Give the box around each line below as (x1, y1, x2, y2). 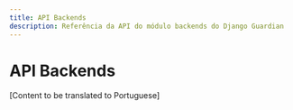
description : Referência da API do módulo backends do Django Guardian (9, 22, 284, 31)
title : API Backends (9, 13, 87, 23)
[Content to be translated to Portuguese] (9, 90, 160, 101)
